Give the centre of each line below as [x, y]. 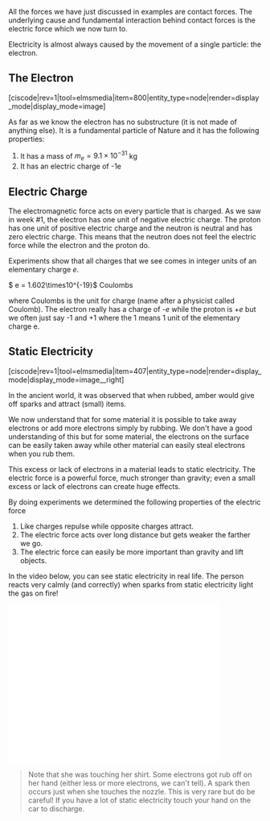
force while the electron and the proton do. [79, 246]
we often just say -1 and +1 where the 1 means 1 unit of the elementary [125, 318]
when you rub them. [41, 454]
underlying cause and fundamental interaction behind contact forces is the [132, 20]
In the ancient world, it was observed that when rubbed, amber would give [131, 395]
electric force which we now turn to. [68, 29]
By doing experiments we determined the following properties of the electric [135, 502]
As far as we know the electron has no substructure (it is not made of [123, 122]
